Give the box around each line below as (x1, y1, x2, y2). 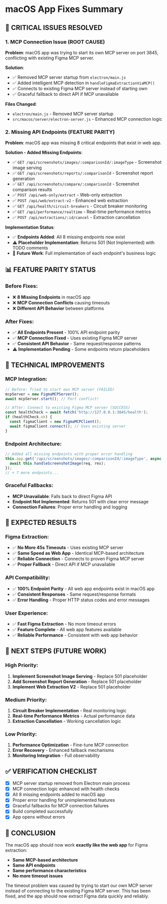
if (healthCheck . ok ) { (5, 415, 52, 420)
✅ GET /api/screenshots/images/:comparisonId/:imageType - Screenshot (12, 159, 162, 165)
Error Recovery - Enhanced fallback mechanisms (12, 747, 114, 753)
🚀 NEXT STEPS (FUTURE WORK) (5, 647, 107, 656)
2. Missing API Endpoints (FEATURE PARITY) (5, 128, 115, 135)
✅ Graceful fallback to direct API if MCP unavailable (12, 91, 119, 97)
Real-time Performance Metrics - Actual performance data (12, 712, 136, 719)
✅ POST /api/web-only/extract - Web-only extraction (12, 192, 122, 198)
